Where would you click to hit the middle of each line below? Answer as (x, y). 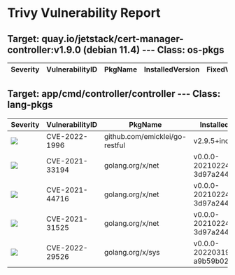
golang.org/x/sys (132, 252)
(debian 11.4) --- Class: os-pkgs (154, 49)
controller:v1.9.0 (44, 49)
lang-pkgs (30, 105)
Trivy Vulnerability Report (84, 13)
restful (115, 145)
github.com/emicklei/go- (145, 136)
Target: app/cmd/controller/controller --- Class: (114, 94)
